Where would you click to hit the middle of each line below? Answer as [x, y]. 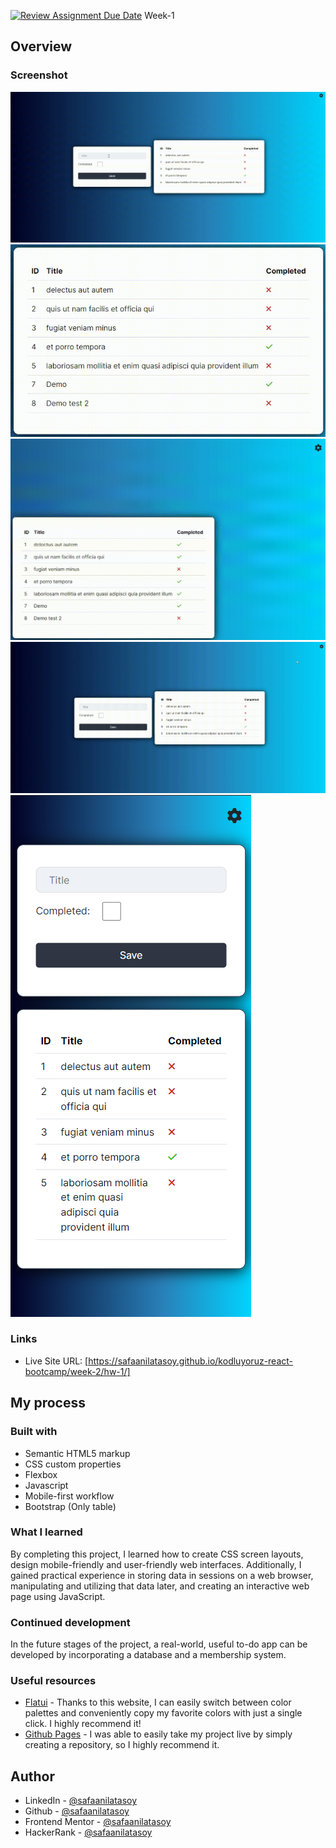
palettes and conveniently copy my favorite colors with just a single [163, 1713]
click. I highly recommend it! [83, 1724]
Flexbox [41, 1474]
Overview [41, 46]
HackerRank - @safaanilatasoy [88, 1832]
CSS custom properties [73, 1464]
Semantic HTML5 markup [77, 1453]
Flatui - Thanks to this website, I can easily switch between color [158, 1702]
